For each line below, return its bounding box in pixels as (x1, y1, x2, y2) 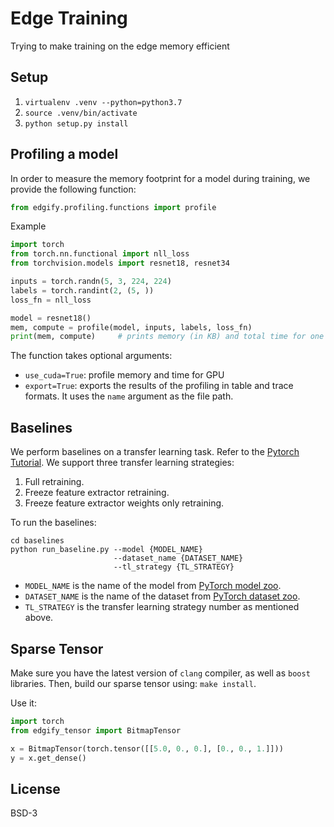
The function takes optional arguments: (10, 350, 173, 362)
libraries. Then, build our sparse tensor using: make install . (10, 677, 257, 689)
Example (10, 220, 47, 232)
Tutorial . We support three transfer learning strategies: (10, 457, 235, 469)
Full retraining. (24, 476, 85, 488)
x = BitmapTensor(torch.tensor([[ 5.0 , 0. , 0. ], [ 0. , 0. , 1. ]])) (10, 743, 284, 754)
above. (24, 612, 54, 624)
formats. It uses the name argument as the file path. (24, 390, 234, 402)
